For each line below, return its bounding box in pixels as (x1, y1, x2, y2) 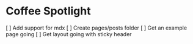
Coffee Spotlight (5, 4, 91, 18)
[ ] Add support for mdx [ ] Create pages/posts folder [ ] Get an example (5, 24, 188, 31)
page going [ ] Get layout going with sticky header (5, 30, 132, 37)
